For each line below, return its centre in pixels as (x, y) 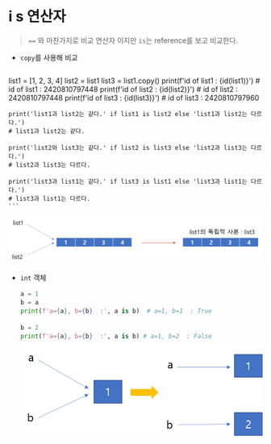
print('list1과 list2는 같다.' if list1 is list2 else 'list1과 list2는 (128, 114)
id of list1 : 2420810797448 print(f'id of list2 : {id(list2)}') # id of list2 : (123, 89)
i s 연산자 (37, 17)
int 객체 (33, 277)
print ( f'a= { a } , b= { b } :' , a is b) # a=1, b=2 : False (116, 336)
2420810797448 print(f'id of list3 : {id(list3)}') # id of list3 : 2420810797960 (134, 98)
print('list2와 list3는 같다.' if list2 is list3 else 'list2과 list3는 (128, 147)
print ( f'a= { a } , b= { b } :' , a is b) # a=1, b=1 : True (116, 311)
